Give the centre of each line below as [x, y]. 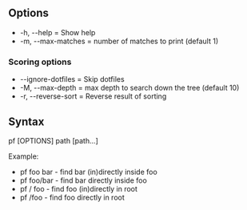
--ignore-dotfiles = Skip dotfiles [72, 79]
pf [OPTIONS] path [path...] [53, 140]
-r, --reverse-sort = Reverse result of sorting [93, 96]
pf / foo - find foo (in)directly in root [79, 188]
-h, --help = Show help [58, 32]
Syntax [26, 121]
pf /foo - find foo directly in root [72, 197]
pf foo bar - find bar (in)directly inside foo [88, 172]
